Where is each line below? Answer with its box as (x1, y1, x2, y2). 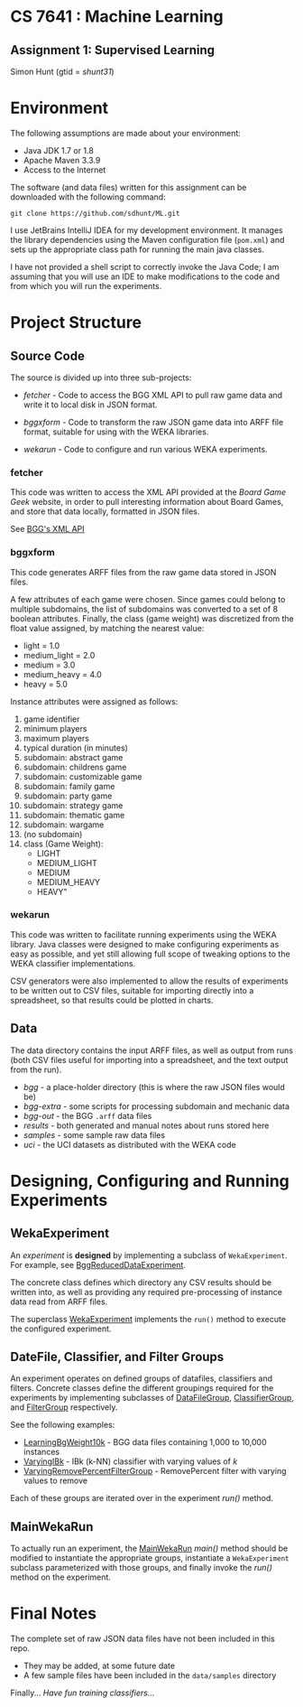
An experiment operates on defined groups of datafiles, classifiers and (10, 1373, 273, 1384)
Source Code (10, 348, 85, 363)
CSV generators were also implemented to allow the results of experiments (10, 975, 289, 986)
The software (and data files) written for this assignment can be (10, 182, 247, 192)
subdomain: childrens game (23, 761, 127, 772)
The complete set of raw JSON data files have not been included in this (10, 1633, 276, 1645)
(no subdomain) (23, 828, 83, 839)
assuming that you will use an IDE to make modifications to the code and (10, 271, 280, 282)
